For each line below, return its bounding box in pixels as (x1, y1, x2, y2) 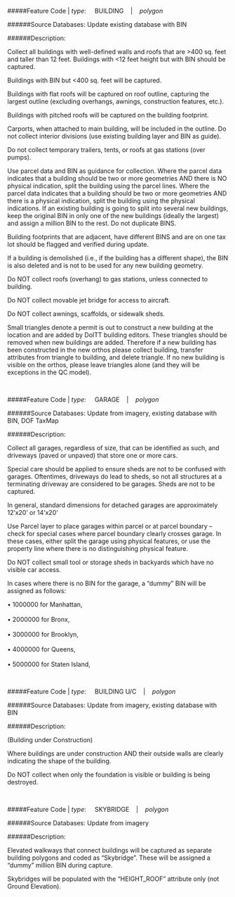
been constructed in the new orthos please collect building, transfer (7, 345, 203, 354)
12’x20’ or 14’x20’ (7, 509, 58, 516)
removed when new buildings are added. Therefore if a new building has (7, 338, 217, 346)
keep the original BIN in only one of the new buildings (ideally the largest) (7, 212, 220, 220)
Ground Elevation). (7, 882, 62, 890)
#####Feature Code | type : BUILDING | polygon (7, 7, 163, 15)
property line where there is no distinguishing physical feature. (7, 545, 188, 552)
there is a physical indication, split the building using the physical (7, 197, 195, 205)
